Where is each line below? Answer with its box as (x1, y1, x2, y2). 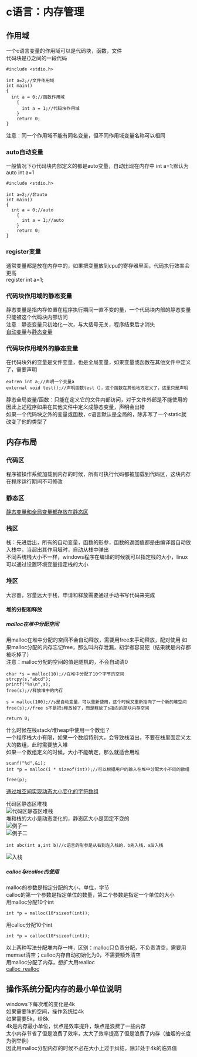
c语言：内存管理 (6, 5, 84, 19)
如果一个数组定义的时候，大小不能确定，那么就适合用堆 (6, 749, 140, 756)
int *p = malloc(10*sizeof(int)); (6, 910, 91, 916)
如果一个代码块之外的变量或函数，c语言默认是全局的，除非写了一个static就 (6, 411, 186, 418)
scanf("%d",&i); (6, 761, 46, 766)
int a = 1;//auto (21, 218, 64, 224)
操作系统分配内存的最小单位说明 (6, 984, 122, 994)
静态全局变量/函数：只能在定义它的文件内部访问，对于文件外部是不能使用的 (6, 396, 188, 403)
